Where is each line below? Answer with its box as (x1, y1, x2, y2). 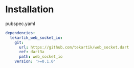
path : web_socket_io (18, 54, 63, 59)
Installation (5, 4, 54, 15)
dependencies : (5, 30, 36, 35)
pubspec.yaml (5, 20, 35, 27)
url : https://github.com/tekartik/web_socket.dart (18, 44, 129, 50)
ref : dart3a (18, 50, 44, 55)
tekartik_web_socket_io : (10, 35, 63, 40)
